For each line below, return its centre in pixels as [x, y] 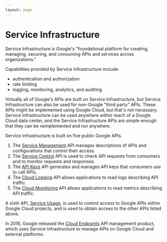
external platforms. [25, 234]
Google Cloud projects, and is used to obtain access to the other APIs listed [83, 208]
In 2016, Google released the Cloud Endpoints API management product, [80, 223]
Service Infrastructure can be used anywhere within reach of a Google [78, 115]
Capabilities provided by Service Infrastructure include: [62, 69]
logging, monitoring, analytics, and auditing [57, 89]
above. [12, 213]
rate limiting [25, 84]
